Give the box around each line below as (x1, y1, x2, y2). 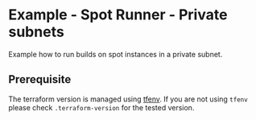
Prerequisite (8, 72, 72, 86)
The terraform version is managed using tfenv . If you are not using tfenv (8, 94, 248, 104)
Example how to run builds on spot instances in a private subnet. (8, 49, 223, 59)
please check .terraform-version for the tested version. (8, 102, 195, 112)
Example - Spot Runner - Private (8, 6, 228, 24)
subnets (8, 23, 64, 41)
